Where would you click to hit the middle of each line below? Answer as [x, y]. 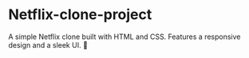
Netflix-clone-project [80, 15]
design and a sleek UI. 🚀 [48, 44]
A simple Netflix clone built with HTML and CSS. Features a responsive [125, 37]
